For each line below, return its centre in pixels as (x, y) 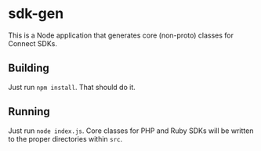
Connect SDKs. (33, 43)
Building (29, 68)
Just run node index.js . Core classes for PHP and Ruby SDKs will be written (131, 131)
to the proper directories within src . (65, 138)
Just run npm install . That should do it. (72, 87)
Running (29, 111)
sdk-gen (36, 14)
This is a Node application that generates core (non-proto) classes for (121, 35)
